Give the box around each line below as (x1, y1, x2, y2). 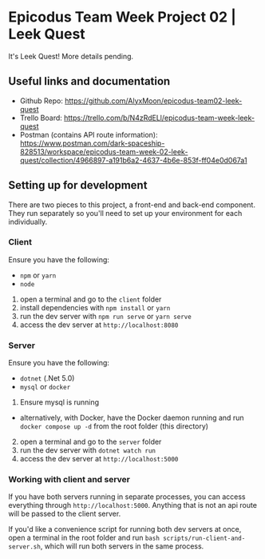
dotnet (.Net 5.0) (19, 373, 75, 383)
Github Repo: (19, 96, 64, 106)
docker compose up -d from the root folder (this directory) (19, 421, 209, 431)
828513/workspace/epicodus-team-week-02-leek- (19, 146, 188, 156)
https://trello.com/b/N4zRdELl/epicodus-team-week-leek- (63, 113, 255, 122)
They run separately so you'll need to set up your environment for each (8, 208, 243, 218)
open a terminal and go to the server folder (19, 437, 162, 447)
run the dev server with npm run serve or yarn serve (19, 311, 192, 321)
